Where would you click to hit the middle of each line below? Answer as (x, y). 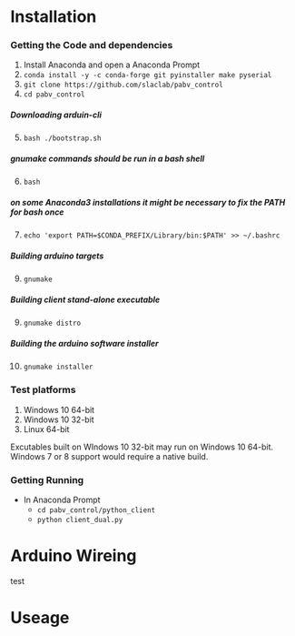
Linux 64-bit (46, 429)
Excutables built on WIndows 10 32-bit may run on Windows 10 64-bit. (142, 447)
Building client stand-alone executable (85, 299)
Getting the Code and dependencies (92, 45)
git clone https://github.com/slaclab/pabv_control (123, 85)
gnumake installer (58, 367)
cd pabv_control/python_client (96, 510)
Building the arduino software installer (84, 343)
